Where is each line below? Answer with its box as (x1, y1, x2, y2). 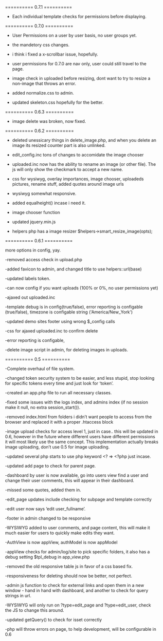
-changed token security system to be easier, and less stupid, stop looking (5, 375, 155, 381)
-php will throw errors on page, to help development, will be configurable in (5, 626, 157, 632)
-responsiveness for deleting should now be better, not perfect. (5, 573, 132, 579)
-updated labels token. (5, 275, 51, 281)
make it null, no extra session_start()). (5, 405, 80, 410)
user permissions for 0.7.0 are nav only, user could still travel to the (12, 61, 147, 66)
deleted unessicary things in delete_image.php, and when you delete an (12, 137, 157, 143)
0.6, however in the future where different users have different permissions (5, 434, 156, 439)
